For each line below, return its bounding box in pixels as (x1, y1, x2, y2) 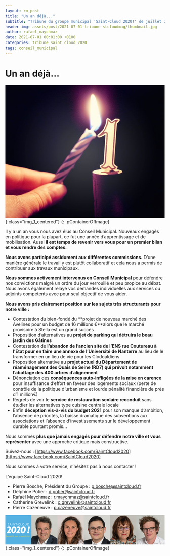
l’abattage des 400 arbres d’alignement (12, 369, 98, 375)
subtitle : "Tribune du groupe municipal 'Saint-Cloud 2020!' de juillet (5, 19, 162, 24)
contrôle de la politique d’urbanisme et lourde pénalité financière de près (12, 386, 164, 392)
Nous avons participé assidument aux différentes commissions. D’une (5, 254, 156, 260)
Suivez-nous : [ (5, 448, 37, 454)
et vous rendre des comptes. (5, 244, 67, 250)
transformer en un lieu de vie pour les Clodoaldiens (12, 353, 120, 359)
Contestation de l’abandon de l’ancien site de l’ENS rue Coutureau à (12, 343, 157, 349)
